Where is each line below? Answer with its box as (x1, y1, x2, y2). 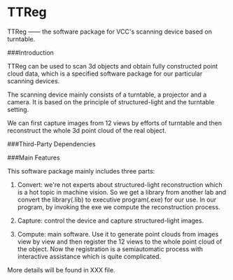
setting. (7, 105, 29, 113)
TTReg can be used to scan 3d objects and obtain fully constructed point (7, 62, 218, 70)
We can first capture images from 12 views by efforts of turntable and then (7, 118, 223, 127)
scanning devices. (7, 76, 60, 85)
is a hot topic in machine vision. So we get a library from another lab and (17, 188, 227, 196)
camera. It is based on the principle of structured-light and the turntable (7, 97, 215, 106)
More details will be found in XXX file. (7, 265, 115, 274)
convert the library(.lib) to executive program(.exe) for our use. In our (17, 195, 217, 204)
